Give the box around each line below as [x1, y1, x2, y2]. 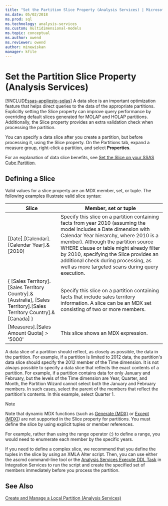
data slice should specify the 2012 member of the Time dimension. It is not [5, 359, 159, 365]
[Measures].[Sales [7, 323, 51, 330]
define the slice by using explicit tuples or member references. [5, 421, 134, 427]
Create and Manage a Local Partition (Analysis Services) [5, 495, 121, 501]
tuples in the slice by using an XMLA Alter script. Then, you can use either [5, 451, 157, 457]
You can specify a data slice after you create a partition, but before [5, 134, 143, 140]
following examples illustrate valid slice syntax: [5, 193, 101, 199]
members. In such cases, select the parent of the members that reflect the [5, 386, 158, 392]
